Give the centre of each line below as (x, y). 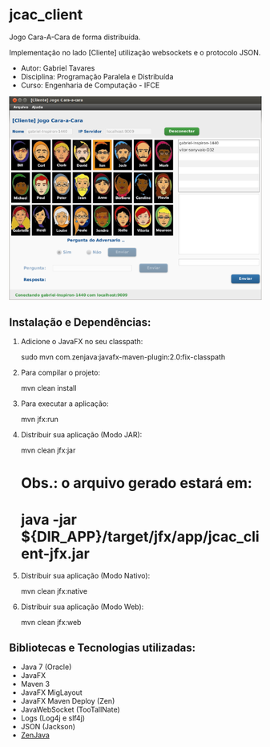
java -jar (48, 520)
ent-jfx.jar (55, 553)
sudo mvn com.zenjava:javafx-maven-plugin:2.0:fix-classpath (123, 357)
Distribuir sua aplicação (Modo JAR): (81, 435)
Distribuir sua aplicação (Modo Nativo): (85, 576)
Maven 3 (35, 684)
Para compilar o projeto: (60, 373)
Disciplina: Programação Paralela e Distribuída (97, 76)
